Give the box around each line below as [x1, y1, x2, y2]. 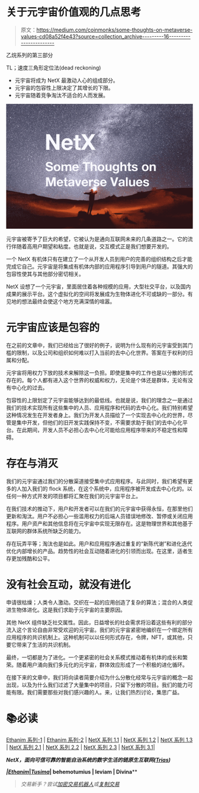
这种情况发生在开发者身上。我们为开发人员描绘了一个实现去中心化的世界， [6, 411, 188, 419]
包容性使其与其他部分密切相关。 [6, 270, 84, 278]
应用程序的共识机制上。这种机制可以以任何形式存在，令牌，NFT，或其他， [6, 634, 188, 641]
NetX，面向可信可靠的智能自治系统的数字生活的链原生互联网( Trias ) [6, 756, 171, 763]
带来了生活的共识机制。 [16, 641, 74, 648]
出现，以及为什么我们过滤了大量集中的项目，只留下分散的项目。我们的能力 [6, 681, 188, 688]
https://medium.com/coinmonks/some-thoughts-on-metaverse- [36, 26, 193, 33]
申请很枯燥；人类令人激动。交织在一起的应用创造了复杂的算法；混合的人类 [6, 599, 188, 606]
